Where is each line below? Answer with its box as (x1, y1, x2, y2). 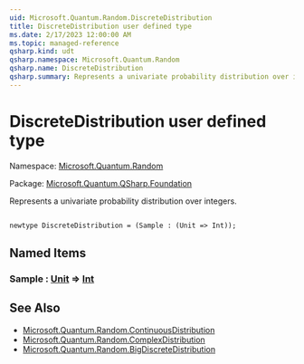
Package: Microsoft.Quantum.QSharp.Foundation (9, 177, 193, 188)
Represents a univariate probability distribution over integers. (9, 196, 237, 206)
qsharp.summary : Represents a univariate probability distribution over (9, 72, 290, 81)
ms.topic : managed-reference (9, 38, 119, 48)
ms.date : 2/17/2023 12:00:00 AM (9, 30, 131, 39)
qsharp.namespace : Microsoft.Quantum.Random (9, 55, 180, 64)
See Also (9, 301, 61, 316)
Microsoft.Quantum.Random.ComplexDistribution (22, 334, 205, 345)
